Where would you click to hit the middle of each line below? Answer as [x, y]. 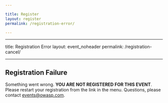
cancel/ [13, 52]
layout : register [23, 19]
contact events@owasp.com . [35, 95]
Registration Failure [36, 72]
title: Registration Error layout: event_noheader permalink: [64, 47]
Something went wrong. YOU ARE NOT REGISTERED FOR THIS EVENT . [79, 84]
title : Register [22, 14]
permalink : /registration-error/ [40, 23]
